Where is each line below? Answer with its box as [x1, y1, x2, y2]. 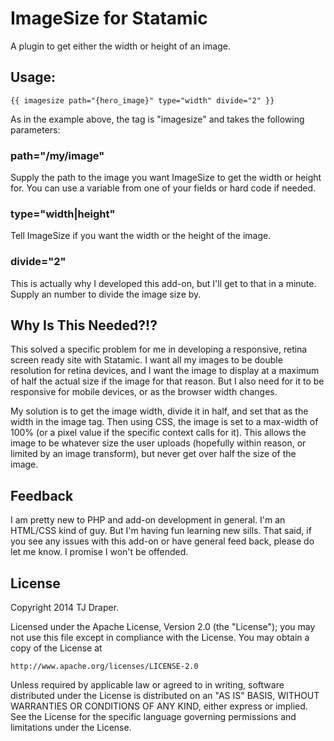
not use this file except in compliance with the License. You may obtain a [10, 632, 310, 644]
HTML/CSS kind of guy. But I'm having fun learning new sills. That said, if [10, 525, 312, 537]
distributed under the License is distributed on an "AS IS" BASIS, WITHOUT [10, 690, 320, 702]
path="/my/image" [10, 148, 105, 162]
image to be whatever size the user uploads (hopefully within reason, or [10, 437, 307, 449]
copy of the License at [10, 642, 103, 654]
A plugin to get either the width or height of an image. [10, 40, 231, 52]
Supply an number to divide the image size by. [10, 288, 202, 300]
